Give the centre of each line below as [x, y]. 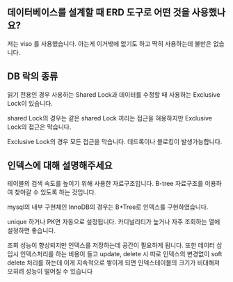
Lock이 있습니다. [30, 103]
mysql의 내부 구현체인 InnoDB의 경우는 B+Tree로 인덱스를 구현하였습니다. [108, 207]
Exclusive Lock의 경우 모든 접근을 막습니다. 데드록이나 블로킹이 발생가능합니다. [115, 141]
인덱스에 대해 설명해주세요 [60, 166]
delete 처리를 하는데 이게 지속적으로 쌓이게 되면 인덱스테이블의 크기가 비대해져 [114, 263]
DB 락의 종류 [33, 76]
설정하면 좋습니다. [32, 230]
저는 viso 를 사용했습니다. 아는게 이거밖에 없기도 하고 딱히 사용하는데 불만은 [110, 43]
